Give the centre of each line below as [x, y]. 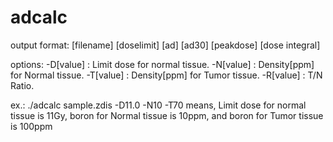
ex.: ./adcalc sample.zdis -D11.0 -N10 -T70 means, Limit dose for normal [158, 105]
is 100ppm [31, 126]
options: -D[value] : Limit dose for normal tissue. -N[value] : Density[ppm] [162, 64]
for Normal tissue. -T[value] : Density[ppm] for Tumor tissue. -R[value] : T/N [166, 75]
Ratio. [22, 85]
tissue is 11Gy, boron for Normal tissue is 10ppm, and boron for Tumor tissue [167, 115]
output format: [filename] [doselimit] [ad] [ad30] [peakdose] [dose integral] [165, 45]
